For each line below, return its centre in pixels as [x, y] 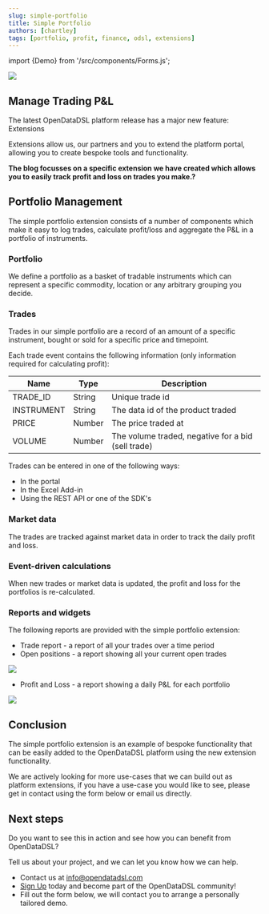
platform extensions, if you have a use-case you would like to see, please [129, 785]
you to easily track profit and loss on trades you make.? [102, 177]
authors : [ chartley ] [43, 30]
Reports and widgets [50, 612]
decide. [21, 294]
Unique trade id [141, 397]
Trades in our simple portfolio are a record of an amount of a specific [122, 331]
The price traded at [148, 423]
